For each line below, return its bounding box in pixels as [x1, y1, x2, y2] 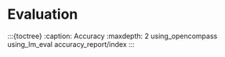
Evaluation [7, 5, 78, 23]
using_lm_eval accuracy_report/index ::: [7, 39, 135, 48]
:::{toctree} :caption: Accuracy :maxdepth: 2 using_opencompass [7, 31, 218, 41]
